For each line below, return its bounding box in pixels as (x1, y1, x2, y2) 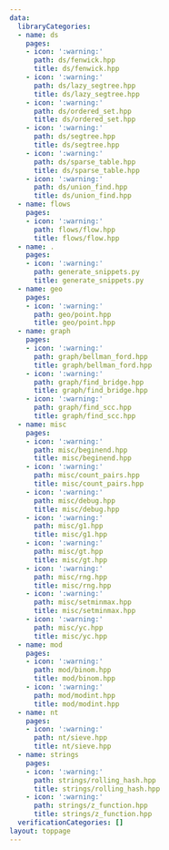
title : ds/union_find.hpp (33, 191, 132, 200)
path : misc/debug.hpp (33, 496, 116, 506)
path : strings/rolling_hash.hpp (33, 775, 156, 784)
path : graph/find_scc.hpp (33, 403, 132, 413)
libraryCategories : (17, 22, 92, 31)
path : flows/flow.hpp (33, 225, 116, 234)
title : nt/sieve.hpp (33, 742, 112, 752)
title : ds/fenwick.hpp (33, 65, 120, 74)
